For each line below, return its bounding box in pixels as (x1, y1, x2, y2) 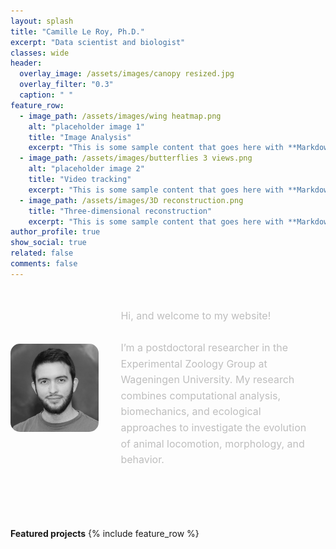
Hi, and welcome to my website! (120, 308, 272, 322)
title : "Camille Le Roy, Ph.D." (10, 26, 145, 37)
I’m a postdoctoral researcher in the (120, 340, 289, 354)
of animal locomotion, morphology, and (120, 436, 305, 450)
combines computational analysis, (120, 388, 282, 402)
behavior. (120, 453, 165, 467)
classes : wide (10, 48, 70, 58)
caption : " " (19, 90, 74, 100)
